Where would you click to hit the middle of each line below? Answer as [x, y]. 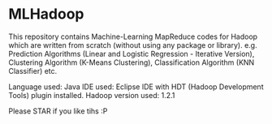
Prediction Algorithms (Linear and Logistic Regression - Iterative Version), [132, 53]
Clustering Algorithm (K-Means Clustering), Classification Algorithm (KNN [132, 62]
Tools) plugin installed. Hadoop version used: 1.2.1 [92, 95]
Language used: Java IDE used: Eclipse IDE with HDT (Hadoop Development [136, 87]
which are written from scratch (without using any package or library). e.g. [133, 45]
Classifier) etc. [33, 71]
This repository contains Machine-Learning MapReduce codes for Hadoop [133, 36]
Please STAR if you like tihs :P [58, 111]
